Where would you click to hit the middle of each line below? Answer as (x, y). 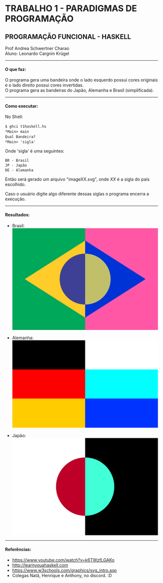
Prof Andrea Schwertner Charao (37, 48)
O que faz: (16, 69)
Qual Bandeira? (20, 137)
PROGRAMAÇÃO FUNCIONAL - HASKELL (68, 37)
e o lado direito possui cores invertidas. (44, 85)
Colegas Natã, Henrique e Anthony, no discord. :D (62, 576)
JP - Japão (16, 166)
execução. (16, 199)
